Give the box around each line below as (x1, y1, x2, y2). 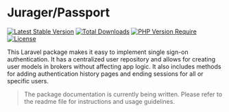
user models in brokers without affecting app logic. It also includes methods (7, 62, 221, 70)
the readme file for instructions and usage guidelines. (23, 97, 175, 105)
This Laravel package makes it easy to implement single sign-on (7, 48, 189, 56)
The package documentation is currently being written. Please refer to (23, 90, 223, 98)
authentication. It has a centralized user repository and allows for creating (7, 55, 216, 63)
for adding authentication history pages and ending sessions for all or (7, 70, 204, 78)
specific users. (7, 76, 49, 85)
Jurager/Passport (7, 5, 110, 20)
